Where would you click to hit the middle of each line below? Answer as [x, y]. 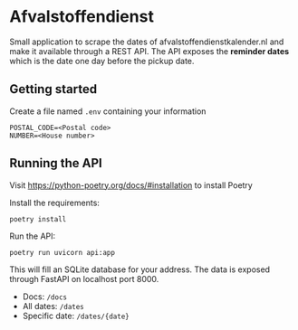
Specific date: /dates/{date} [76, 316]
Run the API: [33, 236]
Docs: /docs [45, 297]
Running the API [56, 163]
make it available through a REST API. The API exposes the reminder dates [149, 51]
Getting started [53, 89]
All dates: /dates [53, 306]
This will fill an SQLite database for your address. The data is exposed [139, 269]
